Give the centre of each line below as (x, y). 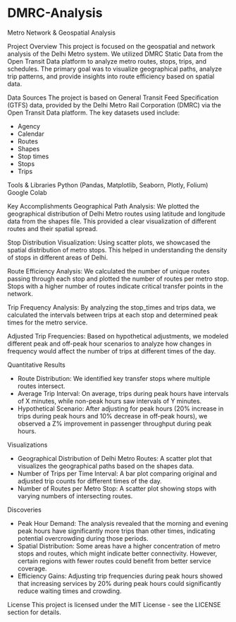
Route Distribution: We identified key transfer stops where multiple (114, 378)
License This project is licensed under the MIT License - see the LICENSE (114, 604)
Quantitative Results (36, 365)
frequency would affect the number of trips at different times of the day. (112, 351)
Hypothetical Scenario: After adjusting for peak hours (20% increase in (120, 409)
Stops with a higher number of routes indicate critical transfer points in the (115, 286)
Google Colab (27, 192)
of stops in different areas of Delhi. (58, 257)
